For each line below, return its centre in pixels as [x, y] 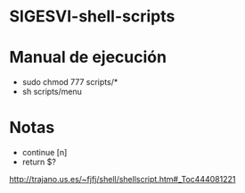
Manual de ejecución [88, 58]
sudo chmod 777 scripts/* [70, 82]
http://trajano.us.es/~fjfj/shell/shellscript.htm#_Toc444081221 [122, 180]
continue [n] [45, 153]
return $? [39, 162]
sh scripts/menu [52, 92]
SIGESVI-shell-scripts [92, 17]
